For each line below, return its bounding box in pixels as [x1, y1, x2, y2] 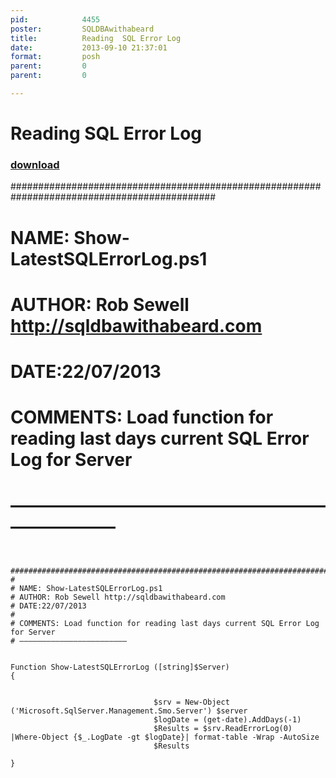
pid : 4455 [10, 14, 101, 25]
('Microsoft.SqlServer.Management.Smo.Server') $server [10, 706, 248, 716]
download [10, 157, 60, 171]
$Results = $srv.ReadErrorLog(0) [153, 724, 293, 734]
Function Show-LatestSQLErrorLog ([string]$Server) [10, 662, 230, 673]
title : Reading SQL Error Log [10, 33, 182, 43]
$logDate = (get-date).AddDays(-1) [153, 715, 302, 725]
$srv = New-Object [153, 697, 230, 708]
